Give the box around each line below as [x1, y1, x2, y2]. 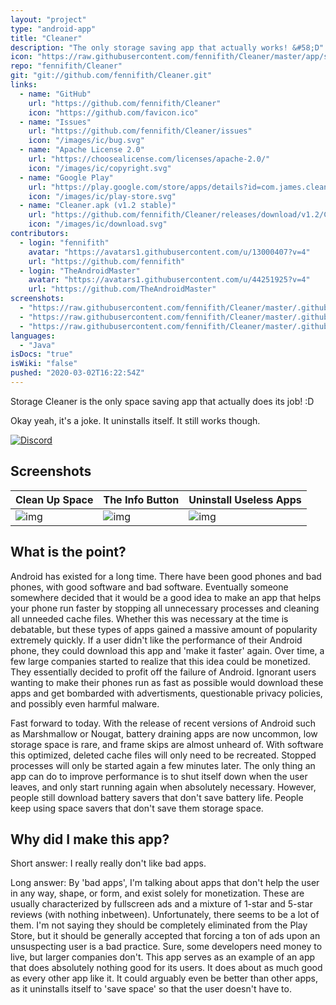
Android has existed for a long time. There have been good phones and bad [10, 570, 322, 582]
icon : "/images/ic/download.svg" [28, 219, 168, 230]
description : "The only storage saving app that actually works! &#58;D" [10, 42, 325, 53]
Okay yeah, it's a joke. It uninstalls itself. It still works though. [10, 414, 261, 426]
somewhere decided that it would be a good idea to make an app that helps [10, 591, 322, 603]
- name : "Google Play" [19, 172, 114, 183]
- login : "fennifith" [19, 237, 110, 248]
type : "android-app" [10, 24, 97, 34]
